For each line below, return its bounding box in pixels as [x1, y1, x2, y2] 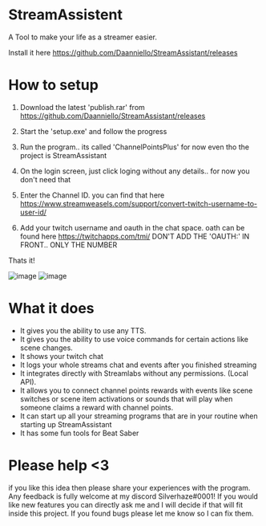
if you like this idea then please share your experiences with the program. [8, 483, 251, 492]
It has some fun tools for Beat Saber [19, 428, 139, 438]
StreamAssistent [8, 6, 123, 24]
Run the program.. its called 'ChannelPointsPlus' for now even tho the [19, 142, 250, 152]
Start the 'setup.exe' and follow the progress [19, 126, 167, 136]
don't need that [19, 174, 71, 184]
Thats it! [8, 255, 35, 265]
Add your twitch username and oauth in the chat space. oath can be [19, 222, 245, 232]
